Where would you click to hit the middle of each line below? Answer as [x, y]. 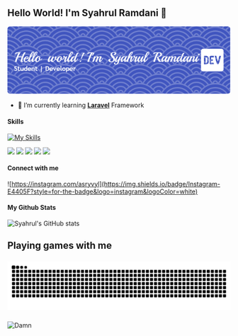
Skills [16, 121]
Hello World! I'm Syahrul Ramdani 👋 [87, 13]
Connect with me [33, 168]
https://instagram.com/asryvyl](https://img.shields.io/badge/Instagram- [116, 184]
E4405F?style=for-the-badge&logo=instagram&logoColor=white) [103, 191]
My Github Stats [32, 208]
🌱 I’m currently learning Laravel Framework [81, 105]
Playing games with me [59, 246]
